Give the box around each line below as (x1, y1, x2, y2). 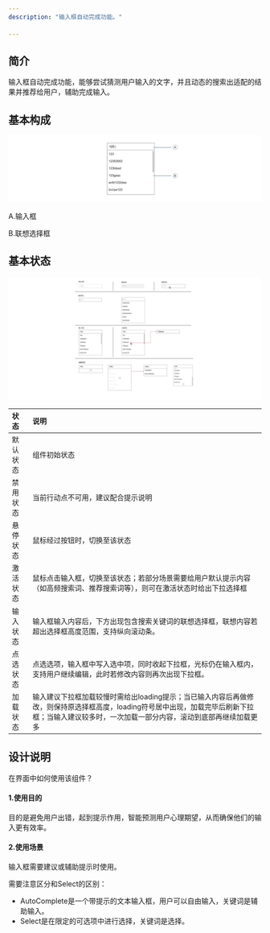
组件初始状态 (31, 449, 75, 459)
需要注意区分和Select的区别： (8, 878, 107, 889)
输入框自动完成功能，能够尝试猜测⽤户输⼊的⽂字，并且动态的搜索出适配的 (8, 77, 255, 87)
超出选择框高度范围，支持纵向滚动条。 (31, 626, 159, 636)
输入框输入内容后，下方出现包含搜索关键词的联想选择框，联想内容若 (31, 616, 258, 625)
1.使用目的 (8, 793, 43, 803)
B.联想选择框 (8, 229, 51, 238)
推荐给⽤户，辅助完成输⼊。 (22, 87, 114, 97)
